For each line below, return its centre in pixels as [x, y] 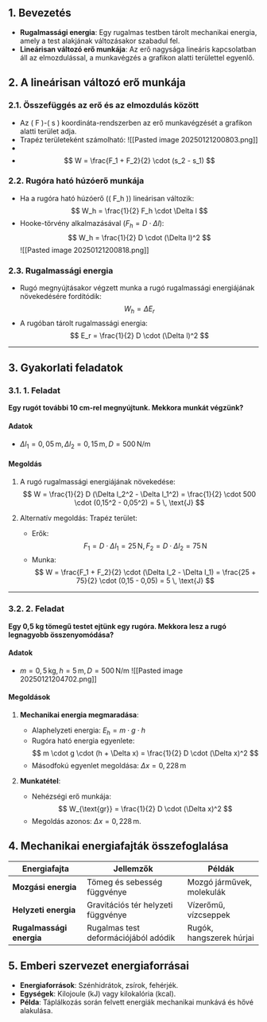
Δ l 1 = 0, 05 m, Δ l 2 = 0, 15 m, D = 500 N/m [85, 445]
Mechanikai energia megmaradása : [79, 715]
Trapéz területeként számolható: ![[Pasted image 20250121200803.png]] [139, 139]
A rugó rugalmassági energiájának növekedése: [98, 481]
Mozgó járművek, [220, 882]
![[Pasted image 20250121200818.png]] [84, 250]
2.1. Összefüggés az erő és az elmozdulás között [104, 105]
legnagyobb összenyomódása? [61, 635]
